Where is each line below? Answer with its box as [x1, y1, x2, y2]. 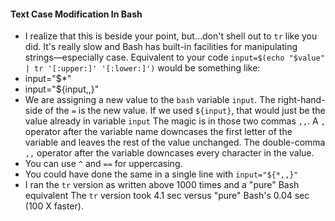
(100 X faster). [24, 200, 84, 212]
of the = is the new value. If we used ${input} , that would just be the [44, 105, 326, 117]
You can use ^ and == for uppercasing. [24, 158, 183, 170]
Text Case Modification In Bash [10, 8, 143, 20]
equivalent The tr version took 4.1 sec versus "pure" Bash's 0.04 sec [24, 190, 310, 202]
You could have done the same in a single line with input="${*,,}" [24, 168, 299, 180]
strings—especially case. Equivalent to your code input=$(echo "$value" [24, 51, 325, 64]
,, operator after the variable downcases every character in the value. [24, 147, 315, 159]
